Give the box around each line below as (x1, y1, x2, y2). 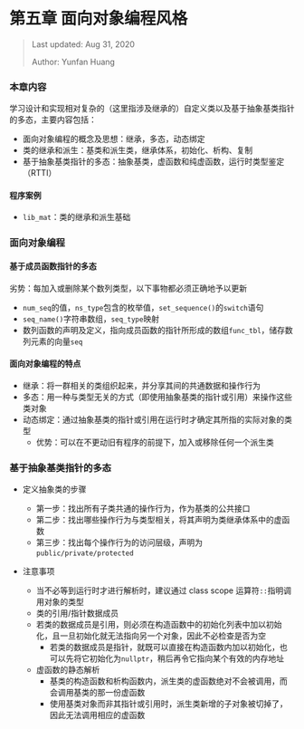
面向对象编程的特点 (9, 359, 81, 369)
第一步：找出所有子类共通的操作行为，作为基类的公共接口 (35, 504, 251, 514)
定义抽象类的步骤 (22, 484, 87, 494)
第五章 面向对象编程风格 (9, 8, 188, 29)
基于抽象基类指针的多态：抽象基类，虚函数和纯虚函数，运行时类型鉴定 (22, 156, 285, 168)
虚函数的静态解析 (35, 665, 100, 676)
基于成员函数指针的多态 (9, 260, 97, 272)
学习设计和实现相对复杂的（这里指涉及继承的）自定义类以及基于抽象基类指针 (9, 103, 295, 114)
